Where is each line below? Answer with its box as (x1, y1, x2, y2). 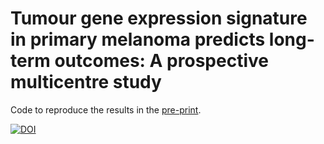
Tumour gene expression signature (10, 7, 308, 30)
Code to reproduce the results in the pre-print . (10, 103, 202, 116)
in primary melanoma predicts (10, 28, 266, 51)
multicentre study (10, 71, 162, 94)
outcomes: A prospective (54, 50, 269, 72)
